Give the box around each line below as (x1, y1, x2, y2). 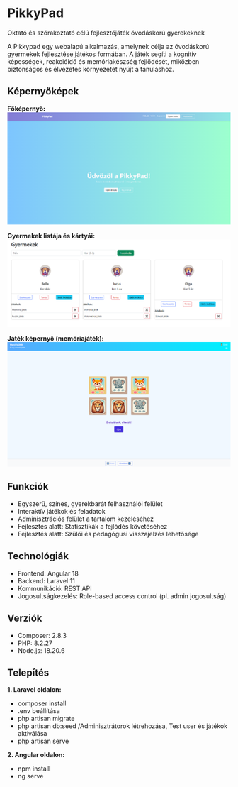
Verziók (7, 612, 42, 624)
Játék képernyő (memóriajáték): (7, 334, 104, 343)
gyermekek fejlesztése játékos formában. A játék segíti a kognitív (7, 50, 197, 58)
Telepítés (7, 666, 50, 678)
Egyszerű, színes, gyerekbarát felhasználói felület (17, 499, 163, 508)
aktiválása (17, 730, 47, 738)
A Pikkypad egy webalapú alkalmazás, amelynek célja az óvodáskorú (7, 42, 210, 50)
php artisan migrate (17, 715, 75, 723)
